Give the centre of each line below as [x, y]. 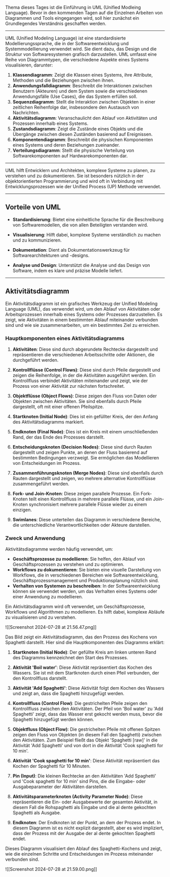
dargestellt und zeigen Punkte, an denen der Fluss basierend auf [80, 452]
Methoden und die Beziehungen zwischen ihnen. [63, 80]
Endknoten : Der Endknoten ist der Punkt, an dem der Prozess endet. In [87, 823]
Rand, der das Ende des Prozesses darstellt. [58, 437]
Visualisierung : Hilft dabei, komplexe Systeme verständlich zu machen [87, 234]
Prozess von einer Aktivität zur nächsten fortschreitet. [69, 386]
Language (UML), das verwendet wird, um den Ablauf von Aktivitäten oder [83, 309]
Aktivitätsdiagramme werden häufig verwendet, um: [59, 549]
